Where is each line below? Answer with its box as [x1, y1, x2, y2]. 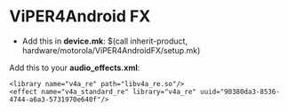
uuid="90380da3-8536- [199, 87, 280, 96]
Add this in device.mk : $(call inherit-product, [21, 36, 188, 46]
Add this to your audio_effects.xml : [9, 62, 140, 73]
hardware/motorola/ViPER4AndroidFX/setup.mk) [21, 44, 201, 55]
